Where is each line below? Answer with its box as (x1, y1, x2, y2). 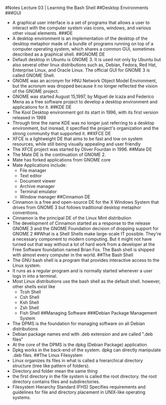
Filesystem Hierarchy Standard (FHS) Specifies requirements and (12, 384, 146, 390)
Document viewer (19, 178, 56, 184)
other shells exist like (12, 284, 55, 289)
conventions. (12, 210, 39, 216)
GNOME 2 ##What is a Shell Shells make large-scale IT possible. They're (12, 231, 162, 237)
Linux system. (12, 262, 41, 268)
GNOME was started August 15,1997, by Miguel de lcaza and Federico (12, 93, 155, 99)
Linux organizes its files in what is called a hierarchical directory (12, 358, 143, 363)
